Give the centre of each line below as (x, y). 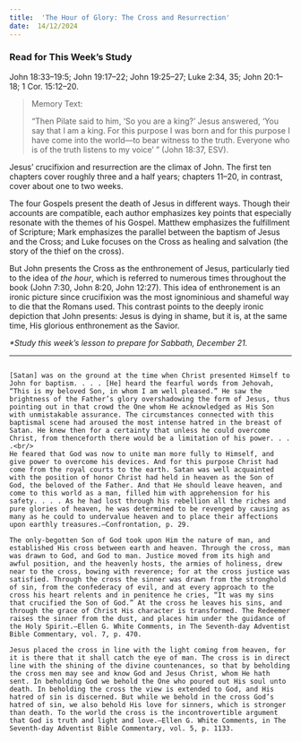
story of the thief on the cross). (67, 251)
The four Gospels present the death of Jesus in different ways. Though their (150, 203)
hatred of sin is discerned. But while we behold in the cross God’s (142, 697)
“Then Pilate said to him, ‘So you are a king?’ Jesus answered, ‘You (155, 121)
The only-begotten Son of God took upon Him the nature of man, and (140, 540)
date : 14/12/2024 (43, 26)
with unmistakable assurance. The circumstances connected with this (142, 414)
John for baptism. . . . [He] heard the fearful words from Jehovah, (142, 383)
